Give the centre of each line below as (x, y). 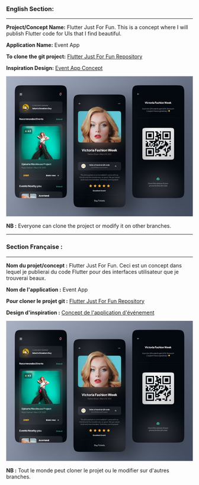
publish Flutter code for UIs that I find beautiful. (64, 34)
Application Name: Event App (43, 45)
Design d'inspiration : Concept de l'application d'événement (80, 312)
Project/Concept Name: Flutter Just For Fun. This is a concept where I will (97, 27)
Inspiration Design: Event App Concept (54, 68)
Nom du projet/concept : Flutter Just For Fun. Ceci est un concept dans (94, 265)
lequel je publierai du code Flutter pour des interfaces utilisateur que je (92, 272)
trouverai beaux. (26, 278)
